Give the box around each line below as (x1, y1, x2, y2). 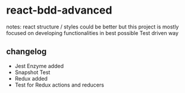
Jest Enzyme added (14, 62, 64, 69)
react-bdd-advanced (6, 4, 112, 17)
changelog (6, 47, 47, 57)
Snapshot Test (14, 69, 51, 76)
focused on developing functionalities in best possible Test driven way (6, 29, 179, 36)
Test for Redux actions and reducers (14, 81, 104, 88)
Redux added (14, 75, 48, 82)
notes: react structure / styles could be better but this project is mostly (6, 23, 179, 30)
